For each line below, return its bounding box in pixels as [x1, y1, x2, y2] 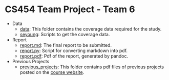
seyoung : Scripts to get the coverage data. [19, 31, 110, 37]
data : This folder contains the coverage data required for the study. [19, 25, 162, 32]
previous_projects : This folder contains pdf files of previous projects [19, 64, 164, 70]
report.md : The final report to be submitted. [19, 42, 112, 48]
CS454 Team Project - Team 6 [5, 4, 135, 15]
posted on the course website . [19, 69, 84, 75]
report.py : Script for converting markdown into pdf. [19, 47, 128, 54]
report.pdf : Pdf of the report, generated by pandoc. [19, 52, 129, 59]
